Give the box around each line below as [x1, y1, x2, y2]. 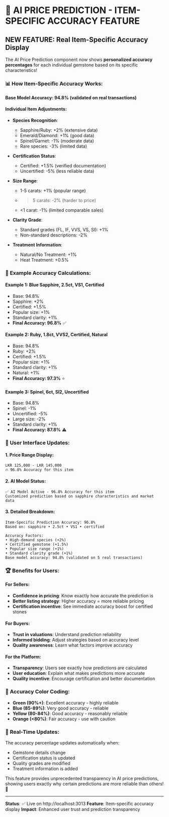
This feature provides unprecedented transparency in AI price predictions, [5, 775, 159, 781]
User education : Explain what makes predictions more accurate [12, 670, 145, 676]
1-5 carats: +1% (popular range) [20, 187, 87, 194]
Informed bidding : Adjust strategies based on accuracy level [12, 637, 139, 643]
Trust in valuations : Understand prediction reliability [12, 632, 122, 638]
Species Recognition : [12, 117, 58, 123]
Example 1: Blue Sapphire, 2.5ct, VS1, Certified [5, 282, 105, 288]
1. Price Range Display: [5, 452, 54, 458]
